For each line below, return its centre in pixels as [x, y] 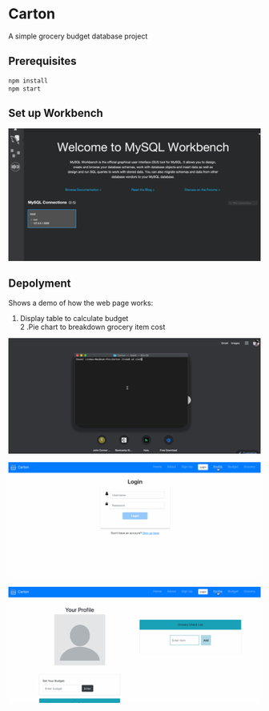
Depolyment [40, 284]
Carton [32, 14]
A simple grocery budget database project [78, 36]
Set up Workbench [56, 113]
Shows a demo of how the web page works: [81, 303]
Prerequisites [42, 61]
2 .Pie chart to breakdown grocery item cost [92, 327]
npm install [28, 81]
